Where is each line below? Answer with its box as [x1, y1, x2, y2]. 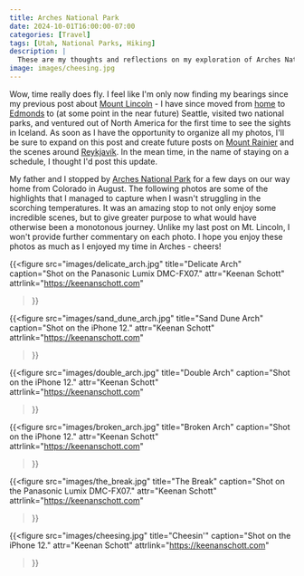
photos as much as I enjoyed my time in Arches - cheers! [9, 241, 222, 252]
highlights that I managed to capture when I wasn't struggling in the [9, 192, 261, 204]
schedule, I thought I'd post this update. [9, 156, 158, 167]
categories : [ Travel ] [9, 30, 91, 39]
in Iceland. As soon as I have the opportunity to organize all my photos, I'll [9, 127, 285, 138]
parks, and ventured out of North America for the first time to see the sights [9, 117, 291, 128]
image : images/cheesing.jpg [9, 64, 116, 73]
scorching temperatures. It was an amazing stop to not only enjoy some [9, 202, 277, 213]
